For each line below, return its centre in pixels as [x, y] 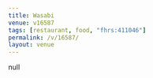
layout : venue [32, 45]
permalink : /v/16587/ [44, 37]
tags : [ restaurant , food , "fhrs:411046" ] [77, 30]
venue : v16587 [32, 23]
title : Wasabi [32, 15]
